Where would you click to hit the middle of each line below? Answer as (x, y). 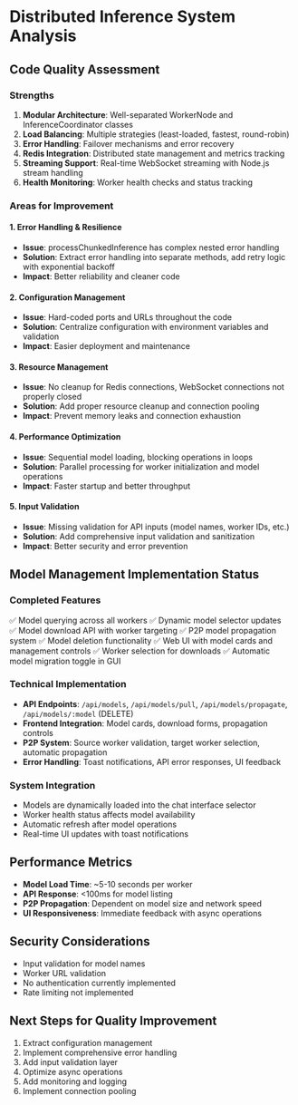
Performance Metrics (71, 863)
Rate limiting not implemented (78, 992)
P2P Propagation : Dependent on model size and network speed (142, 903)
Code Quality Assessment (85, 69)
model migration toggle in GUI (65, 661)
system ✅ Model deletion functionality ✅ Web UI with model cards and (141, 640)
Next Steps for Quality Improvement (113, 1021)
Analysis (43, 36)
